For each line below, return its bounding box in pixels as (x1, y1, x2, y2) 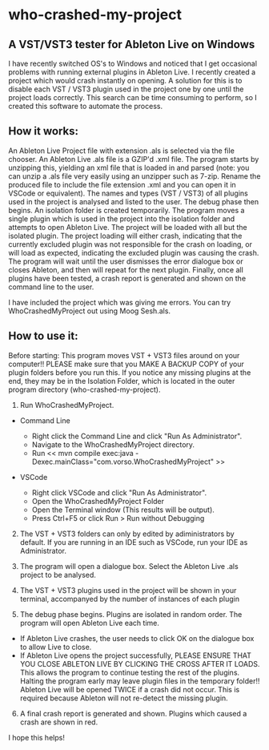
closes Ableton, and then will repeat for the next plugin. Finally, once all (8, 264, 244, 274)
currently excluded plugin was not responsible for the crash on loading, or (8, 239, 253, 249)
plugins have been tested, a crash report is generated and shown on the (8, 273, 247, 283)
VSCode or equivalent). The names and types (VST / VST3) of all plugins (8, 188, 248, 198)
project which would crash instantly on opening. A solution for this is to (8, 76, 243, 85)
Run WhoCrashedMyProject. (19, 400, 114, 409)
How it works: (8, 124, 78, 138)
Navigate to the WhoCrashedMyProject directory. (31, 439, 195, 450)
